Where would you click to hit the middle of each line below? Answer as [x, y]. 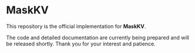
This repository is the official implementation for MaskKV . [76, 26]
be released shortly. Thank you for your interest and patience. [81, 44]
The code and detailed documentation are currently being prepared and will [98, 37]
